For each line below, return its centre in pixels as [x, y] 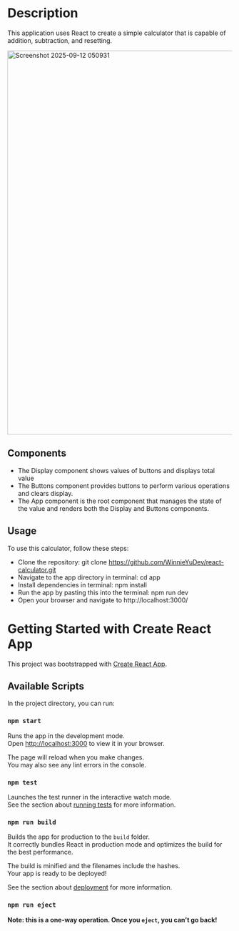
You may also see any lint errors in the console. [77, 765]
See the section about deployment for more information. [90, 887]
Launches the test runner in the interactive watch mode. [90, 797]
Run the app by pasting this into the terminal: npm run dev [103, 592]
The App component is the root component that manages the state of [120, 501]
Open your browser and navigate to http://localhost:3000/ [103, 600]
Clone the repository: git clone [62, 562]
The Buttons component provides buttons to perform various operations [124, 486]
